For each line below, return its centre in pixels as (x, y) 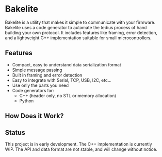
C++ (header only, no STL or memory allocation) (68, 95)
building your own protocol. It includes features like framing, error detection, (81, 32)
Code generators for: (33, 90)
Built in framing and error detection (47, 75)
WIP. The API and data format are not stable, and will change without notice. (81, 149)
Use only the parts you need (40, 85)
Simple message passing (37, 70)
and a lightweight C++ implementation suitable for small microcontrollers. (78, 38)
